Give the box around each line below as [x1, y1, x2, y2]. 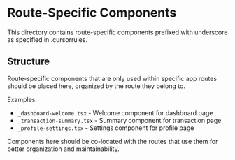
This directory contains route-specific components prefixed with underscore [7, 28, 228, 36]
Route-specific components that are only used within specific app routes [7, 74, 218, 82]
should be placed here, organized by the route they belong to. [7, 82, 185, 90]
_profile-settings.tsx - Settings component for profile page [17, 124, 194, 132]
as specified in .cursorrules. [7, 35, 87, 43]
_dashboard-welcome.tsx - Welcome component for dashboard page [17, 108, 213, 117]
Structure [7, 56, 50, 68]
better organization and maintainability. [7, 145, 120, 153]
